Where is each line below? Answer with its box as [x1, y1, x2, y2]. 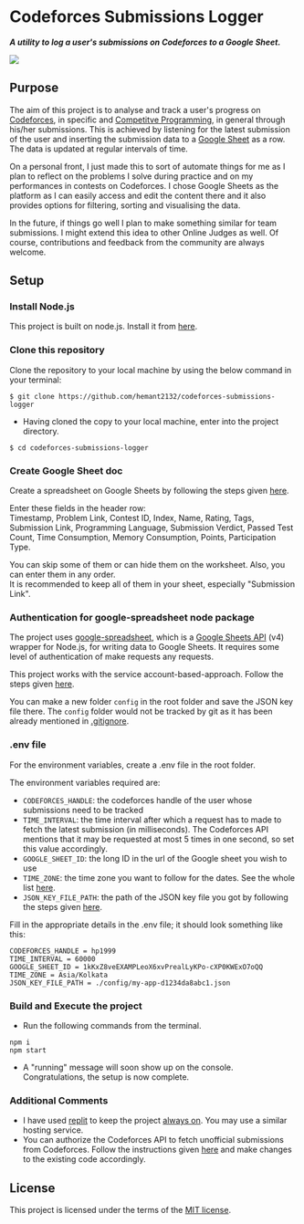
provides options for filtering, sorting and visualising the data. [9, 199, 241, 211]
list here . [22, 882, 57, 893]
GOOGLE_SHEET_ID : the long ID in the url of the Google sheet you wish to [22, 853, 288, 863]
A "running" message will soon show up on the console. [22, 1062, 235, 1072]
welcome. [9, 246, 47, 257]
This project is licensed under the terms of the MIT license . [9, 1205, 231, 1216]
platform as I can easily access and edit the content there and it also [9, 190, 267, 201]
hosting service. [22, 1125, 84, 1135]
